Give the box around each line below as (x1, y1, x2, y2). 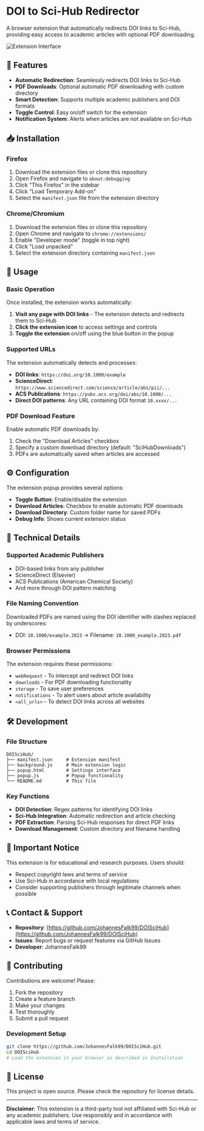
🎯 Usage (6, 267, 38, 277)
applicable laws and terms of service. (6, 1118, 100, 1126)
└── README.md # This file (6, 778, 97, 784)
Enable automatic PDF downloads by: (6, 425, 100, 433)
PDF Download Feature (6, 411, 75, 420)
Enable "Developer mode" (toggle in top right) (15, 236, 130, 244)
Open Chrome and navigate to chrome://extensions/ (15, 230, 147, 237)
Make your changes (15, 1002, 65, 1009)
